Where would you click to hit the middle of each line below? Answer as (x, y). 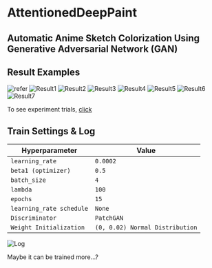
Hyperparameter (50, 151)
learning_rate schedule (50, 209)
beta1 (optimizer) (41, 171)
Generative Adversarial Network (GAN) (93, 49)
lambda (21, 190)
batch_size (28, 180)
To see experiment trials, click (50, 110)
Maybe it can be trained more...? (53, 257)
